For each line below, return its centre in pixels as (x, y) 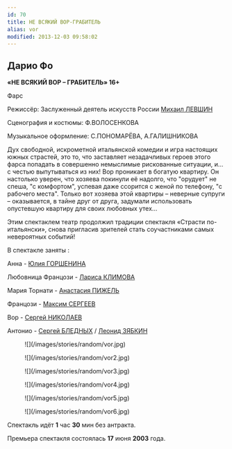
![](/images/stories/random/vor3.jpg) (77, 371)
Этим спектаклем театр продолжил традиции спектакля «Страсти (106, 222)
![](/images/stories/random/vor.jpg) (75, 344)
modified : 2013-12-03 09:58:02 (52, 37)
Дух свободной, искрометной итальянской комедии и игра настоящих (113, 150)
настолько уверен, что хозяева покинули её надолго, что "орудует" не (112, 179)
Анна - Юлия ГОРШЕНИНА (47, 264)
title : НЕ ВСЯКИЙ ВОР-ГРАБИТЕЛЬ (54, 22)
